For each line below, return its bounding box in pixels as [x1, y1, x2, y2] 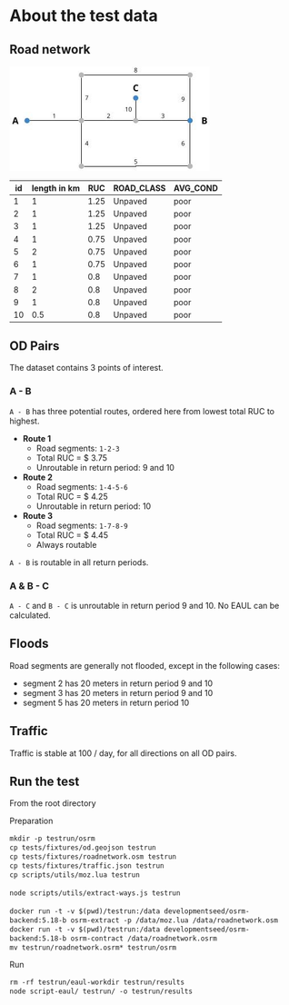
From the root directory [9, 798, 97, 809]
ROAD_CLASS [113, 183, 166, 194]
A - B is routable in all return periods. [9, 556, 149, 568]
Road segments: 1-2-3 [35, 443, 120, 453]
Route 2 [22, 472, 53, 483]
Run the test [9, 773, 80, 789]
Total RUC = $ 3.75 [35, 452, 107, 463]
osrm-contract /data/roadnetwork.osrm [70, 934, 218, 943]
